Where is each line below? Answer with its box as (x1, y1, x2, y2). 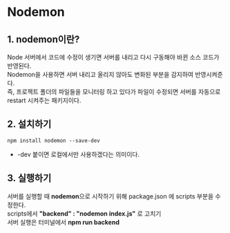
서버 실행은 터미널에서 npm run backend (7, 218, 119, 226)
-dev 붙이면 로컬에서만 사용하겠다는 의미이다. (17, 150, 140, 158)
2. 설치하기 (7, 118, 52, 130)
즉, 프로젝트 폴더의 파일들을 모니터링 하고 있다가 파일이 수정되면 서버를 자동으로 (7, 88, 221, 95)
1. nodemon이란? (7, 33, 80, 45)
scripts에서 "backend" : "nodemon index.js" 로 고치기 (7, 209, 162, 218)
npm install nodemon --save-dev (7, 137, 100, 144)
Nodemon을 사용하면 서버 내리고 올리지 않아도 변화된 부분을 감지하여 (7, 71, 193, 78)
